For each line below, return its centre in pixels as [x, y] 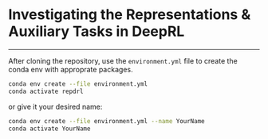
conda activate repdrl [46, 91]
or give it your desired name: [55, 106]
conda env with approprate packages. [71, 69]
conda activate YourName [49, 129]
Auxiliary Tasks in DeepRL [97, 31]
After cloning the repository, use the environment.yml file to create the [123, 60]
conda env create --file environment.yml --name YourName [106, 121]
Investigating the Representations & [130, 15]
